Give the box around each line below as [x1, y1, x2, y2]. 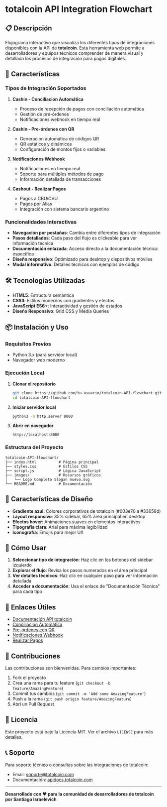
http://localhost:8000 [12, 432, 60, 438]
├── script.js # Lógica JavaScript [5, 468, 101, 473]
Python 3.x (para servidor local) [12, 352, 78, 358]
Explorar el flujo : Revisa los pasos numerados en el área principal [12, 568, 148, 574]
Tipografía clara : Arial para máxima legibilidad [12, 524, 108, 530]
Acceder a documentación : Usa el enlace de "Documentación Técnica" [12, 583, 160, 589]
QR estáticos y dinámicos [19, 141, 72, 147]
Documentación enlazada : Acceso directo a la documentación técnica [12, 245, 158, 251]
